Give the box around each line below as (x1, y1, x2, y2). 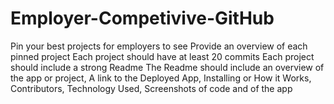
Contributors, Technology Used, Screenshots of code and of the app (10, 82, 293, 94)
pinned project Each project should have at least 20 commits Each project (10, 50, 315, 62)
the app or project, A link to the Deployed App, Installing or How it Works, (10, 72, 312, 84)
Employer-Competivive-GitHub (10, 7, 275, 30)
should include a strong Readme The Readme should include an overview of (10, 61, 325, 73)
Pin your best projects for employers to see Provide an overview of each (10, 40, 308, 52)
